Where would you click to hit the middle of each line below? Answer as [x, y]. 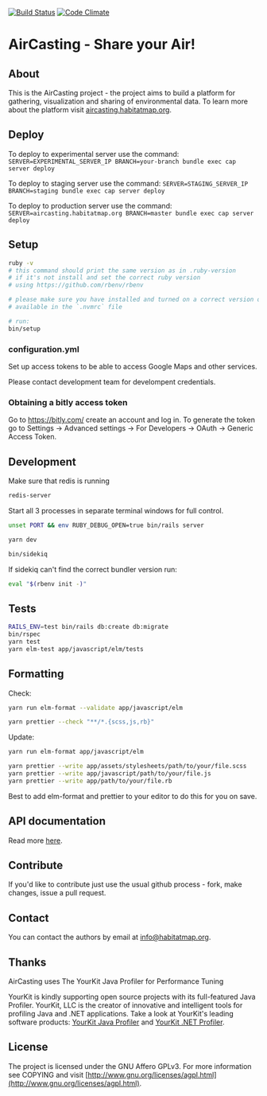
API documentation [57, 821]
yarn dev [23, 540]
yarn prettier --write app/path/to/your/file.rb [90, 781]
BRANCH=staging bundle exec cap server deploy [87, 191]
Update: [21, 737]
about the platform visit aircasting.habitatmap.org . [90, 110]
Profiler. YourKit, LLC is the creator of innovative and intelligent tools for [126, 1005]
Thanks [27, 962]
